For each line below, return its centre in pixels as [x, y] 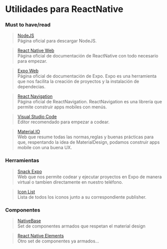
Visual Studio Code [37, 117]
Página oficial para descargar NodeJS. [57, 41]
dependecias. [31, 87]
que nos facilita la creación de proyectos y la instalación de [78, 81]
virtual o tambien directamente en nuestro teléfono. [70, 182]
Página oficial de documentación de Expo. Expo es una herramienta [87, 76]
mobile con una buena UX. [45, 148]
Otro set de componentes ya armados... [58, 241]
